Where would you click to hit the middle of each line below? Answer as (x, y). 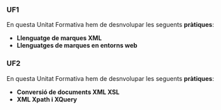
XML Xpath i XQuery (47, 99)
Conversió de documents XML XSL (68, 92)
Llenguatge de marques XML (59, 38)
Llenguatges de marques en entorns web (77, 46)
